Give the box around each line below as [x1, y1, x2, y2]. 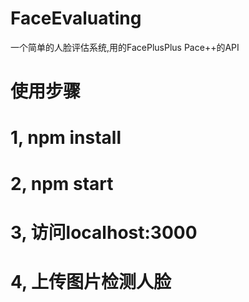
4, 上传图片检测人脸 [10, 270, 172, 293]
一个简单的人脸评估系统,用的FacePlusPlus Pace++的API [10, 41, 240, 53]
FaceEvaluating [10, 7, 142, 30]
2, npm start [10, 172, 114, 195]
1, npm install [10, 127, 122, 149]
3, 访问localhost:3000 [10, 221, 198, 244]
